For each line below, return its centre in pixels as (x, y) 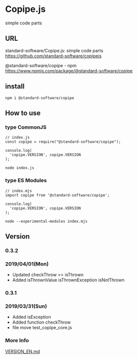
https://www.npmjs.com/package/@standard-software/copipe (69, 71)
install (15, 86)
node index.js (20, 168)
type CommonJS (26, 127)
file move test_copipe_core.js (42, 328)
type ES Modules (26, 180)
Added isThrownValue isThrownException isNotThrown (69, 280)
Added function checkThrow (41, 322)
